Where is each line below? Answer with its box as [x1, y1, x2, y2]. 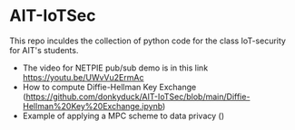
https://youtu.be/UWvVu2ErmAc [22, 71, 144, 82]
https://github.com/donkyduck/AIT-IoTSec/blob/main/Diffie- [25, 91, 251, 102]
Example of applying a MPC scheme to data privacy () [22, 110, 225, 121]
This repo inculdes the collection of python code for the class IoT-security [9, 35, 286, 46]
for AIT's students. [9, 44, 79, 55]
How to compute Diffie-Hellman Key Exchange [22, 81, 197, 92]
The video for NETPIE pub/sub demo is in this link [22, 62, 209, 73]
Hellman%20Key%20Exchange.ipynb [22, 100, 163, 111]
